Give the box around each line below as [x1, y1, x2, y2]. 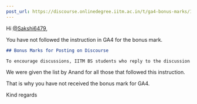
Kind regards [6, 92, 38, 99]
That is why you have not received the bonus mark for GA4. [6, 80, 150, 87]
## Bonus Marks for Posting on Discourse [6, 48, 109, 53]
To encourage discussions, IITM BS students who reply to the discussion [6, 58, 191, 64]
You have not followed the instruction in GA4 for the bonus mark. [6, 36, 163, 43]
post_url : [6, 8, 30, 15]
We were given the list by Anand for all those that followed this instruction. [6, 69, 186, 76]
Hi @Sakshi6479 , [6, 25, 48, 32]
